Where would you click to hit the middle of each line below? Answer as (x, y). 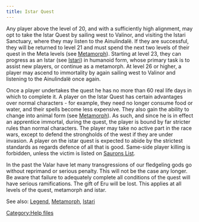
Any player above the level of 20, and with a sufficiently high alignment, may (99, 28)
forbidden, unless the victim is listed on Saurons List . (71, 153)
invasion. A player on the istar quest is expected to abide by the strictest (94, 140)
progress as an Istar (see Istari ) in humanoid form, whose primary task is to (98, 60)
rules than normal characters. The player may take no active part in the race (99, 128)
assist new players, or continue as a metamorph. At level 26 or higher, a (94, 66)
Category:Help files (30, 213)
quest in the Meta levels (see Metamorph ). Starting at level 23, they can (94, 53)
